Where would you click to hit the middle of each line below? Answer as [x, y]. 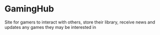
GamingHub [29, 9]
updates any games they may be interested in [50, 27]
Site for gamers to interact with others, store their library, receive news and [80, 22]
